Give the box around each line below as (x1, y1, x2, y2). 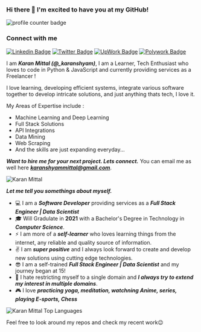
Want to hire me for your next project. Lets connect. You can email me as (6, 157, 192, 164)
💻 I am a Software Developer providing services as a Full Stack (14, 199, 176, 207)
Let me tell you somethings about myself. (6, 187, 112, 195)
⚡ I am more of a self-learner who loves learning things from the (14, 230, 176, 237)
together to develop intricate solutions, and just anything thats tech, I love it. (6, 90, 195, 98)
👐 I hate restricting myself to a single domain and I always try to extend (14, 274, 194, 281)
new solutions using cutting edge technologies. (14, 254, 133, 262)
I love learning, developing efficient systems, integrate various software (6, 84, 184, 91)
